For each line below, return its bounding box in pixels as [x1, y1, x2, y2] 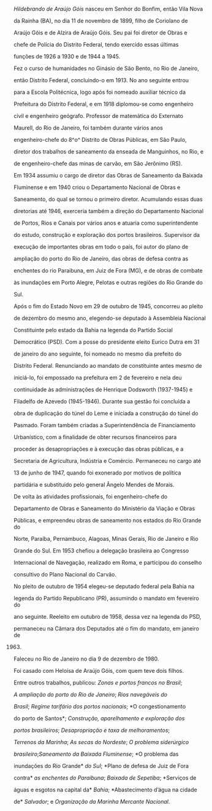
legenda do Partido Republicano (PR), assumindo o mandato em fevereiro [13, 595, 199, 602]
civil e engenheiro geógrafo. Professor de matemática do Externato [13, 112, 184, 119]
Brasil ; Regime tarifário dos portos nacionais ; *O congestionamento [13, 703, 186, 710]
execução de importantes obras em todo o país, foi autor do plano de [13, 243, 189, 250]
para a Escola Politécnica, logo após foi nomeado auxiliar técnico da [13, 88, 186, 96]
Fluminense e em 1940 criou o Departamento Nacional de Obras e [13, 184, 181, 191]
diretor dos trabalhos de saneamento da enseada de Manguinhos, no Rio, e [13, 148, 204, 155]
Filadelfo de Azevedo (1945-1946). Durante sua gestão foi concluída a [13, 398, 191, 405]
